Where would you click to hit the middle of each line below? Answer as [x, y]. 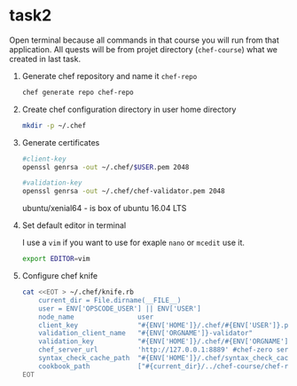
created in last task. [45, 59]
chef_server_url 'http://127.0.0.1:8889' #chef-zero [156, 350]
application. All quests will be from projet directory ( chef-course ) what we [143, 49]
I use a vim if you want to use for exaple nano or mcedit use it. [133, 243]
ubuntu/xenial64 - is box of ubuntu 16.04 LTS [104, 209]
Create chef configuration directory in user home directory [129, 109]
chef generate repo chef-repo [78, 92]
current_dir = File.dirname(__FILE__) [110, 300]
